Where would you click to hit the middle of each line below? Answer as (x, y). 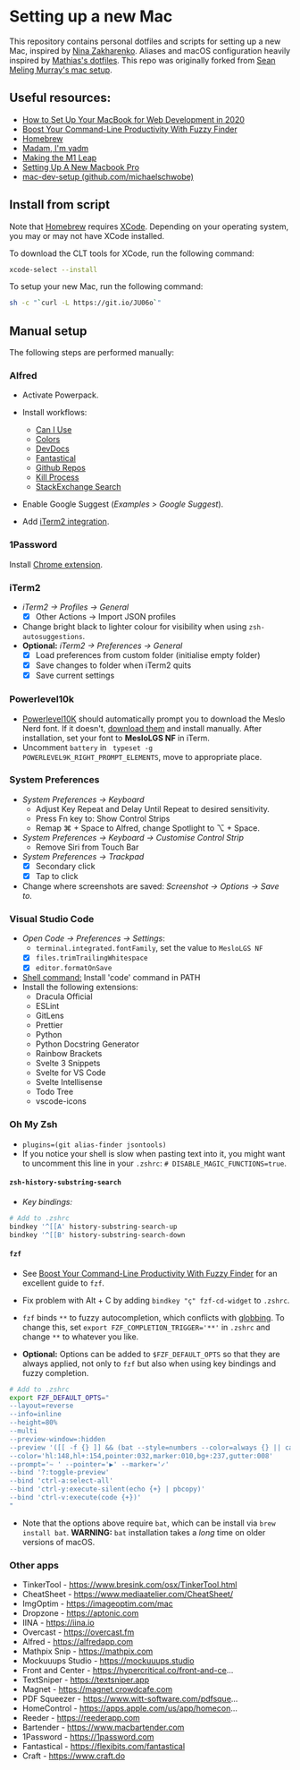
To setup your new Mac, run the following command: (106, 286)
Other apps (34, 1565)
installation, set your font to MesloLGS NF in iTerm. (116, 738)
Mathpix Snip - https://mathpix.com (87, 1651)
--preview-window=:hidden (57, 1439)
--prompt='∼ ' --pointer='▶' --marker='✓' (89, 1464)
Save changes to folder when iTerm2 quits (113, 665)
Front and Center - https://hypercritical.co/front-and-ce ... (128, 1671)
